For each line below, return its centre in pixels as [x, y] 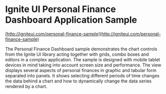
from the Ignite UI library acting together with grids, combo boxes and [77, 54]
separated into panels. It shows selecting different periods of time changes [82, 75]
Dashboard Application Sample [71, 20]
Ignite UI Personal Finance [60, 9]
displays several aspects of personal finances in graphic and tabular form [81, 70]
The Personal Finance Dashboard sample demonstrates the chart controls [81, 49]
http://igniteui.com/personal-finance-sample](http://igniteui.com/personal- [84, 34]
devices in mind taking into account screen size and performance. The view [83, 65]
